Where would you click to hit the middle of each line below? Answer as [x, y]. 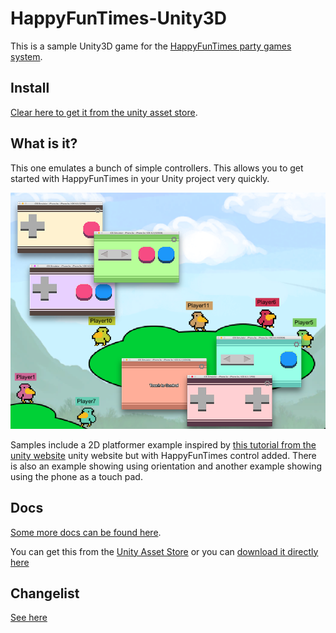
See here [29, 618]
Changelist [45, 593]
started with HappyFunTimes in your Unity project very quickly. [140, 178]
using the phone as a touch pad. [76, 476]
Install [30, 88]
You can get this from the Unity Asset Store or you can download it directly [164, 551]
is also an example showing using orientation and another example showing [166, 466]
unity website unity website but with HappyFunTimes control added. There [163, 455]
